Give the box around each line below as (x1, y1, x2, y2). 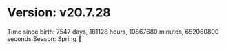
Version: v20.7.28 (7, 5, 112, 21)
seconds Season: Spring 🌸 (7, 34, 83, 42)
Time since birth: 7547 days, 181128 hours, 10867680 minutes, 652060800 (7, 27, 219, 36)
